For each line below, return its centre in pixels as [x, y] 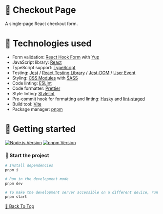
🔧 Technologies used [48, 43]
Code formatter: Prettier [36, 88]
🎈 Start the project [27, 155]
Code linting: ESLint [32, 83]
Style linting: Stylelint [33, 93]
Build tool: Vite [27, 104]
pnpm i [12, 170]
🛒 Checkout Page [41, 10]
